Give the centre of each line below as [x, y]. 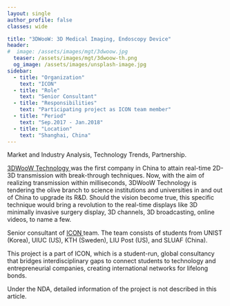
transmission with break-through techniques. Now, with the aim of [111, 175]
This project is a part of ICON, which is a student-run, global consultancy [111, 254]
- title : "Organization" [49, 77]
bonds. [17, 276]
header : [18, 46]
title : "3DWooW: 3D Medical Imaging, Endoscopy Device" [89, 39]
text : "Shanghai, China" [55, 135]
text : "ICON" [38, 84]
